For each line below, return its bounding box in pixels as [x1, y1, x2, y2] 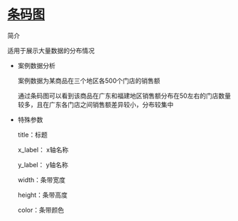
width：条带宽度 [17, 175, 66, 184]
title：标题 [17, 130, 48, 139]
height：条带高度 [17, 191, 68, 199]
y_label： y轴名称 [17, 160, 69, 169]
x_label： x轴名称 [17, 145, 69, 154]
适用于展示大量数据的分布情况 [7, 46, 94, 55]
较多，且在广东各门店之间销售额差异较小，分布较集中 [17, 100, 174, 108]
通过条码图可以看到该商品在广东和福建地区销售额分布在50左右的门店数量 [17, 91, 231, 100]
